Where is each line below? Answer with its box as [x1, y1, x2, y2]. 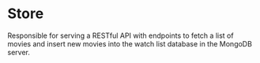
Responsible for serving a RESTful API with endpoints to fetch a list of [7, 31, 234, 40]
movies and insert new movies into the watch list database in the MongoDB [7, 39, 252, 48]
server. [7, 47, 31, 57]
